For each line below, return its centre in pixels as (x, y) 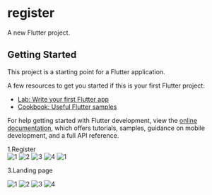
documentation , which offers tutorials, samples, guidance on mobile (106, 128)
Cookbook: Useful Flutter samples (67, 107)
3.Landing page (30, 170)
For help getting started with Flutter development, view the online (102, 120)
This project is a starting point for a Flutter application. (86, 71)
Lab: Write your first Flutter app (63, 99)
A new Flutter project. (39, 32)
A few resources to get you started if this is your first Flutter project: (106, 85)
